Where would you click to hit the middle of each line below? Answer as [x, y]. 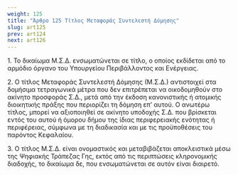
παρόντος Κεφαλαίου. [40, 135]
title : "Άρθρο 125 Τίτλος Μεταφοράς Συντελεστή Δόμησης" [93, 21]
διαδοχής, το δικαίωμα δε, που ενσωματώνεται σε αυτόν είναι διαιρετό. [113, 164]
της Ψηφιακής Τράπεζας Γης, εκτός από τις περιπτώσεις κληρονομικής [113, 157]
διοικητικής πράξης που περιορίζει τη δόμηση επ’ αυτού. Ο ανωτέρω [109, 105]
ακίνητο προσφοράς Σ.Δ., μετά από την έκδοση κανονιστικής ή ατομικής [114, 97]
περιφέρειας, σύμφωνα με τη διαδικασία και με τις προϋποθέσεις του [110, 127]
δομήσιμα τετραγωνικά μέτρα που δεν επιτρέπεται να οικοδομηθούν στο [115, 90]
